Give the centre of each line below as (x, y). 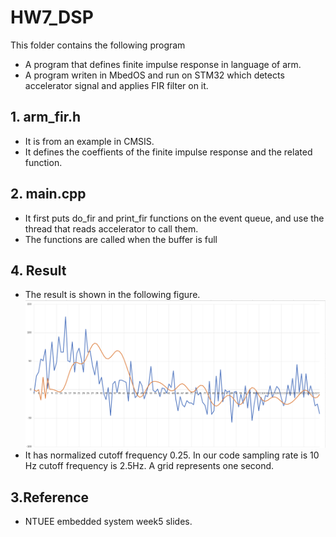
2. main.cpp (48, 194)
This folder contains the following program (98, 45)
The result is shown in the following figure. (112, 295)
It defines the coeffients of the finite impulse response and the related (168, 152)
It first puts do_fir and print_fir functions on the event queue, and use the (174, 218)
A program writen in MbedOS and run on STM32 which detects (154, 75)
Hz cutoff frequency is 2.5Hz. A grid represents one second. (149, 466)
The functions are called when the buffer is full (121, 239)
